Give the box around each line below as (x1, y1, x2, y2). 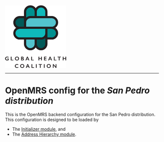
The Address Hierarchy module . (12, 131, 77, 137)
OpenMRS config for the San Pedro (5, 85, 150, 96)
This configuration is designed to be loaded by (5, 117, 99, 122)
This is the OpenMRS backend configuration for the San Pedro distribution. (5, 111, 156, 117)
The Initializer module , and (12, 126, 66, 132)
